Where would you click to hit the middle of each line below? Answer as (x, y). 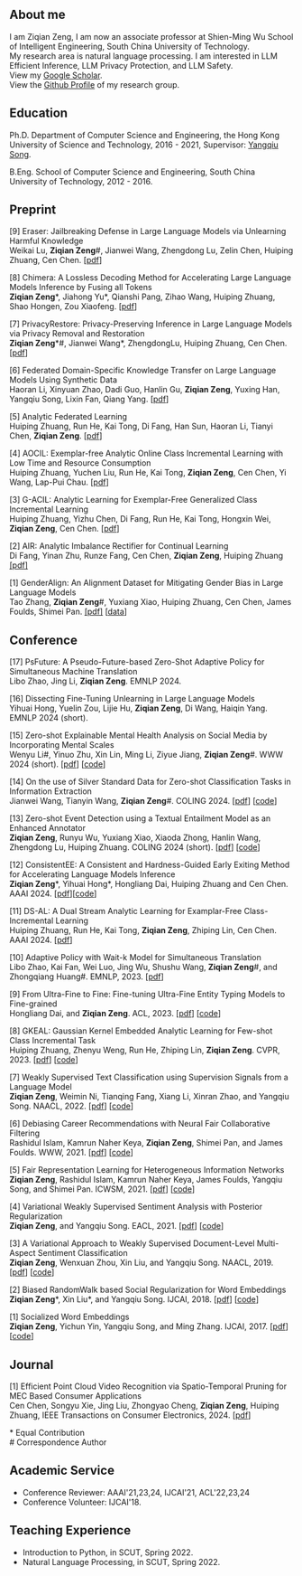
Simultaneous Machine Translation (73, 672)
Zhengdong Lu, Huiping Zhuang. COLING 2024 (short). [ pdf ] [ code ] (135, 847)
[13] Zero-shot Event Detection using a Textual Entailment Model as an (140, 818)
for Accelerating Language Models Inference (92, 874)
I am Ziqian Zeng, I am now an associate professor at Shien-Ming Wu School (151, 36)
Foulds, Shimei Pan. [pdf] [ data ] (69, 612)
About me (37, 15)
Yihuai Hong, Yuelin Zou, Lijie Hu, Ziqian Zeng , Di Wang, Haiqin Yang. (138, 708)
